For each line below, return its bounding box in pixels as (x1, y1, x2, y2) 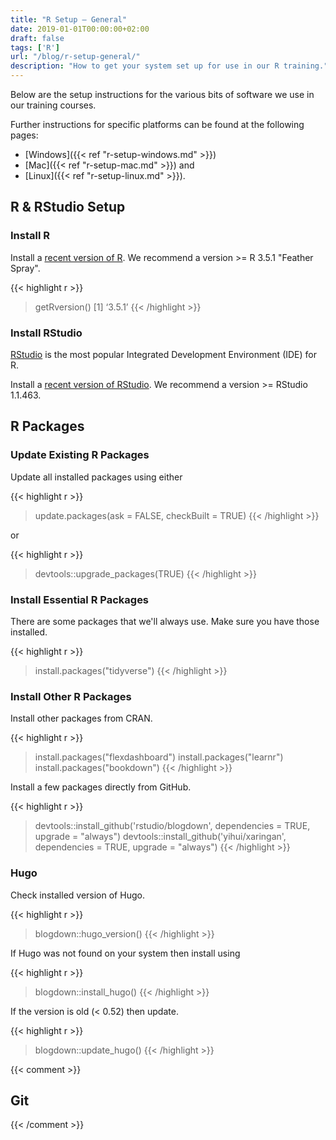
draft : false (10, 33, 65, 43)
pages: (10, 129, 39, 141)
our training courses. (10, 99, 97, 111)
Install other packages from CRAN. (10, 712, 153, 725)
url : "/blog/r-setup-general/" (10, 52, 141, 62)
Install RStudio (10, 326, 83, 340)
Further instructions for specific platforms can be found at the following (10, 119, 305, 130)
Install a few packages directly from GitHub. (10, 781, 192, 793)
